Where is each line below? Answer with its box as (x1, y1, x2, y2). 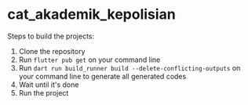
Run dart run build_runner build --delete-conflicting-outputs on (18, 63, 241, 72)
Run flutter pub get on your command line (18, 55, 161, 64)
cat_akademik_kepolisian (7, 5, 176, 24)
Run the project (18, 88, 69, 97)
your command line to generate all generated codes (18, 71, 187, 81)
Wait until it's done (18, 80, 79, 89)
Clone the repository (18, 46, 86, 56)
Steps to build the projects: (7, 31, 95, 41)
